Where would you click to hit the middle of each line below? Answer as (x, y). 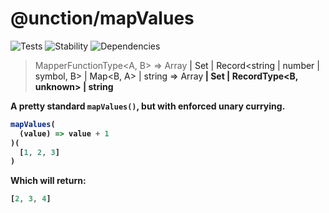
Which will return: (48, 181)
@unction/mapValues (102, 18)
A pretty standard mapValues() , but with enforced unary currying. (148, 106)
